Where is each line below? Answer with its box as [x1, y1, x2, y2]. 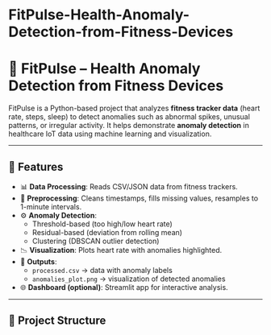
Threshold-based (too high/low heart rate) [31, 219, 173, 229]
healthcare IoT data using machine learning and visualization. [8, 129, 212, 139]
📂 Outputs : [19, 256, 58, 267]
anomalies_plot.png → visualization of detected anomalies [31, 274, 226, 283]
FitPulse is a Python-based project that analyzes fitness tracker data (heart [8, 103, 261, 114]
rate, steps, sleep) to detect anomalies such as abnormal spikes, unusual [8, 112, 250, 122]
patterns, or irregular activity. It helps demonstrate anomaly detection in [8, 121, 250, 130]
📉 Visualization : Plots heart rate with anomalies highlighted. [19, 245, 223, 254]
